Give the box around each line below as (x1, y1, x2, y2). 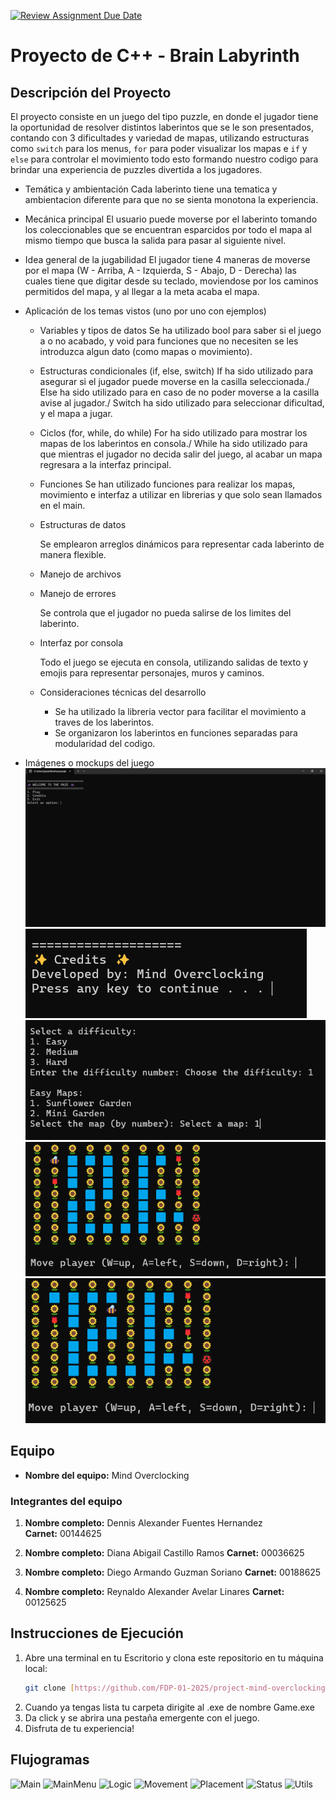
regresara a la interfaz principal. (39, 459, 172, 470)
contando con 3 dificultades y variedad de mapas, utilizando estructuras (10, 132, 310, 144)
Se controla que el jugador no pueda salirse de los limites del (39, 607, 292, 619)
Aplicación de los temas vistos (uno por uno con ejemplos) (24, 305, 267, 317)
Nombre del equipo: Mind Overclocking (24, 1469, 190, 1481)
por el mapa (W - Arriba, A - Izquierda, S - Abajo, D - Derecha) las (24, 265, 297, 276)
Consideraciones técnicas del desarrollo (39, 686, 207, 698)
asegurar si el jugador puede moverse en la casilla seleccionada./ (39, 376, 310, 387)
